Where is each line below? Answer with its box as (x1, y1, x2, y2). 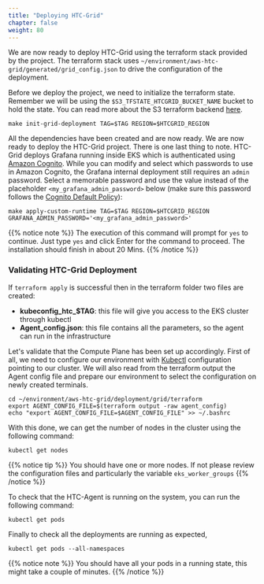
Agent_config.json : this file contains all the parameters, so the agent (19, 323, 244, 332)
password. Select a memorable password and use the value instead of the (8, 176, 249, 185)
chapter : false (8, 19, 58, 27)
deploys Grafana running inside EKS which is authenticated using (23, 150, 236, 160)
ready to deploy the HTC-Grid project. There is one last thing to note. (8, 142, 232, 152)
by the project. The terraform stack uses (8, 56, 139, 65)
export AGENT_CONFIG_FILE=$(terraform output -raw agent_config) (8, 402, 227, 410)
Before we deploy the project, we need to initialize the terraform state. (8, 88, 236, 98)
